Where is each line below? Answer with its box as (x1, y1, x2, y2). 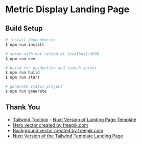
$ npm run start (5, 75, 40, 80)
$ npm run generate (5, 89, 47, 94)
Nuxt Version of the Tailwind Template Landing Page (12, 133, 124, 139)
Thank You (5, 103, 40, 112)
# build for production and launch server (5, 65, 97, 70)
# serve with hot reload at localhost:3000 (5, 51, 100, 57)
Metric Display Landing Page (5, 4, 130, 15)
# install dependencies (5, 37, 56, 42)
